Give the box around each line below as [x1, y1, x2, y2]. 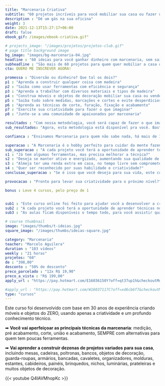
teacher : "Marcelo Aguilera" [5, 242, 65, 247]
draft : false [5, 30, 32, 35]
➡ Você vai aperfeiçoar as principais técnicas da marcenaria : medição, [5, 325, 152, 331]
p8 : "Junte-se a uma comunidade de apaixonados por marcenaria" [5, 111, 141, 117]
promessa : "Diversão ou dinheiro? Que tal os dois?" [5, 75, 118, 80]
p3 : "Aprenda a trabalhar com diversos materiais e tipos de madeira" [5, 89, 155, 94]
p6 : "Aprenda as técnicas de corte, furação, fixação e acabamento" [5, 103, 151, 108]
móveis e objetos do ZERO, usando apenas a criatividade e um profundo [5, 310, 151, 316]
